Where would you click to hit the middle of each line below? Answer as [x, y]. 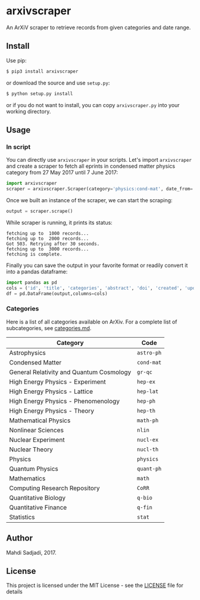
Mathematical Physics [40, 420]
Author [19, 538]
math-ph [148, 420]
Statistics [22, 517]
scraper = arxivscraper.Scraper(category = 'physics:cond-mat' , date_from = [100, 189]
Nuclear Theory [31, 449]
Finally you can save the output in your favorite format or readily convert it [97, 265]
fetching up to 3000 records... [48, 249]
